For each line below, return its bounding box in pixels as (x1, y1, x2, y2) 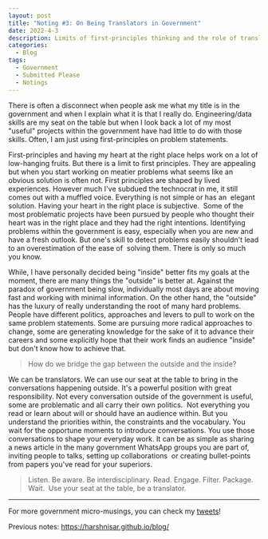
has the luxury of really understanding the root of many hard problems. (8, 301, 242, 311)
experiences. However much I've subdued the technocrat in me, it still (8, 184, 238, 193)
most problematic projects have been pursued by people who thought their (8, 209, 255, 219)
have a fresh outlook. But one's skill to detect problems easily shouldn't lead (8, 235, 259, 244)
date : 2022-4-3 (8, 26, 59, 34)
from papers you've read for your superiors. (8, 459, 153, 469)
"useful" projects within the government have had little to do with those (8, 125, 242, 136)
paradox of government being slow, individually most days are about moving (8, 284, 259, 294)
